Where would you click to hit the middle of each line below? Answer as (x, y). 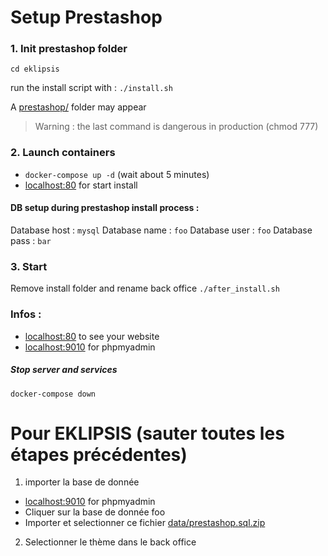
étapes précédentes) (99, 454)
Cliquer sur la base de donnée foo (95, 512)
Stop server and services (64, 370)
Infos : (26, 314)
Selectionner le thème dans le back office (110, 542)
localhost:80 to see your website (92, 336)
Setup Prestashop (86, 17)
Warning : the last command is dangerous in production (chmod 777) (176, 127)
